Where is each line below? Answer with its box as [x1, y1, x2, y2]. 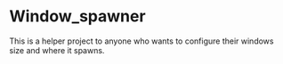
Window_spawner [9, 6, 146, 27]
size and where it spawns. [9, 44, 105, 55]
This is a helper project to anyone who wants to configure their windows [9, 36, 274, 46]
